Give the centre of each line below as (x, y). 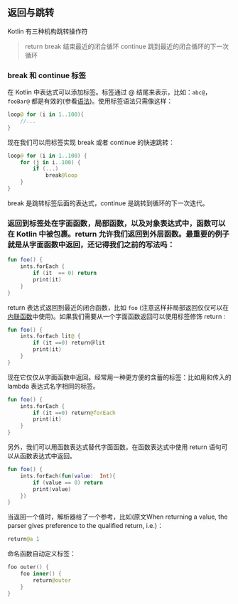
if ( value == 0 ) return (68, 482)
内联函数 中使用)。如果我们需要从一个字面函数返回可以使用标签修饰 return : (117, 316)
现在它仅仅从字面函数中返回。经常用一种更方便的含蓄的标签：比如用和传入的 (119, 377)
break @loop (61, 176)
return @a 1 (23, 539)
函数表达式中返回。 (48, 456)
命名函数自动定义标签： (42, 554)
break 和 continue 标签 (47, 75)
